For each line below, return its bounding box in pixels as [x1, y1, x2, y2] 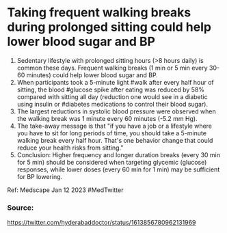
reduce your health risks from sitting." [16, 143, 124, 152]
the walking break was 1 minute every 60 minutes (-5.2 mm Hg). [16, 114, 198, 122]
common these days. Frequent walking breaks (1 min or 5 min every [16, 64, 208, 72]
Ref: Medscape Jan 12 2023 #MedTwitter [7, 186, 124, 194]
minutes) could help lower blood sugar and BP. [26, 70, 159, 79]
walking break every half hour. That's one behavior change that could [16, 136, 213, 144]
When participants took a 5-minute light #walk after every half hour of [16, 78, 214, 86]
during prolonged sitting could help [7, 19, 212, 35]
